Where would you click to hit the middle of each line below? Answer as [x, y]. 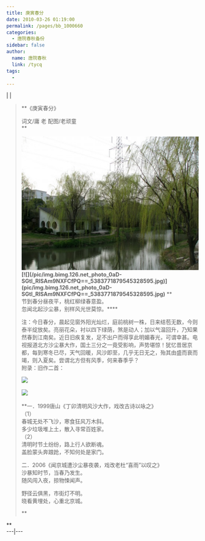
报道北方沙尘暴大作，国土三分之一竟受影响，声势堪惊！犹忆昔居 [107, 345]
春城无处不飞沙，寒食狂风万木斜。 [64, 421]
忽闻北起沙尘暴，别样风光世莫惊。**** [69, 308]
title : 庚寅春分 [25, 13]
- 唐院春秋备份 [28, 39]
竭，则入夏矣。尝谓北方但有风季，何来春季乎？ [80, 360]
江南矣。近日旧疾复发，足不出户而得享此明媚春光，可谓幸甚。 [115, 337]
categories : [21, 32]
